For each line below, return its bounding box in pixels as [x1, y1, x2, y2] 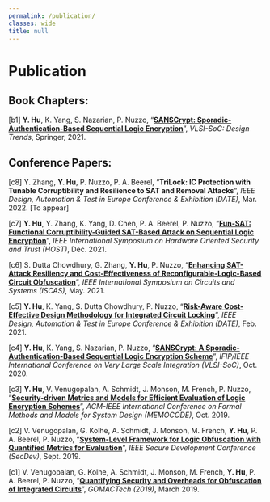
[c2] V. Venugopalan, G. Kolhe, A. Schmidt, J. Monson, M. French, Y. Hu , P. [8, 426, 258, 436]
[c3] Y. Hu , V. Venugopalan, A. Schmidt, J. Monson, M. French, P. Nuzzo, [8, 385, 251, 394]
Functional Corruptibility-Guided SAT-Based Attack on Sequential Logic [8, 227, 255, 237]
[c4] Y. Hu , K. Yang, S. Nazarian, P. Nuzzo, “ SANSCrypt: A [8, 343, 205, 352]
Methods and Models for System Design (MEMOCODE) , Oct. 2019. [8, 410, 230, 420]
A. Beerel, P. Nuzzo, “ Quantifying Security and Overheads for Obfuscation [8, 476, 262, 486]
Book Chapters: [8, 94, 89, 108]
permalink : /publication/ [8, 11, 95, 20]
